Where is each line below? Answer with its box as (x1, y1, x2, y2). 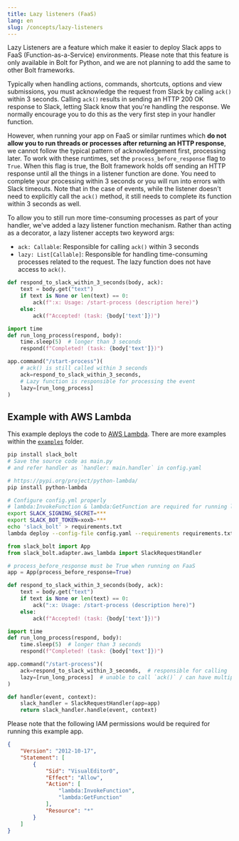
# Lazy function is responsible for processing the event (20, 377, 196, 385)
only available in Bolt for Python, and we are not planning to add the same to (7, 58, 231, 67)
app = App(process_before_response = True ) (7, 569, 132, 576)
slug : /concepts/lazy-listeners (7, 24, 103, 31)
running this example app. (7, 727, 84, 735)
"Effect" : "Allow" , (45, 774, 103, 781)
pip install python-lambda (7, 484, 87, 491)
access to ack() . (17, 265, 66, 274)
